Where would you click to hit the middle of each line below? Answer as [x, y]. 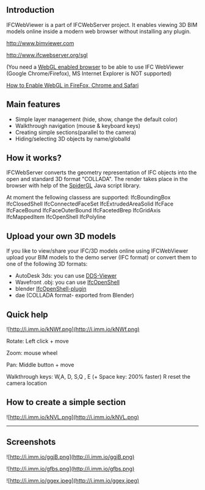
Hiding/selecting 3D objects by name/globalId [73, 139]
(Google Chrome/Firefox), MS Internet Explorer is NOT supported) [89, 73]
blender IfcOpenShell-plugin [51, 289]
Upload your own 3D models [61, 236]
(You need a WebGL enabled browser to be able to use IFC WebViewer [95, 67]
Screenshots [31, 442]
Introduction [31, 10]
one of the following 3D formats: [47, 264]
